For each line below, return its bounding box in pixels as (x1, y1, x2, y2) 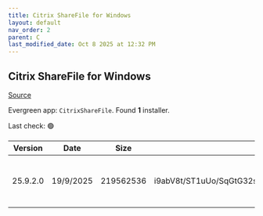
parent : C (8, 33, 41, 41)
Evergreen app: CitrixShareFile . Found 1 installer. (8, 105, 170, 114)
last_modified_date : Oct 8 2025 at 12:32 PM (8, 41, 156, 49)
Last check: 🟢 (8, 121, 55, 130)
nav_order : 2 (8, 26, 51, 34)
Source (8, 90, 31, 99)
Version (13, 142, 43, 153)
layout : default (8, 19, 61, 27)
